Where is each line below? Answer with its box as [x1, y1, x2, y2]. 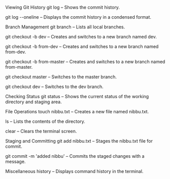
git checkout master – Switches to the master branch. [5, 74, 117, 80]
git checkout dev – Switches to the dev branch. [5, 83, 104, 89]
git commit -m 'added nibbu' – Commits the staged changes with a [5, 153, 145, 159]
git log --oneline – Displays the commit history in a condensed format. [5, 14, 151, 20]
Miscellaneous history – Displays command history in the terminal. [5, 168, 144, 174]
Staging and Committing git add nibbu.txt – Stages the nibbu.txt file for [5, 138, 153, 144]
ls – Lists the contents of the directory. [5, 118, 85, 124]
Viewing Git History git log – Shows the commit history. [5, 5, 120, 10]
